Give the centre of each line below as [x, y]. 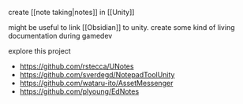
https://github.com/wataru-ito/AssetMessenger [96, 83]
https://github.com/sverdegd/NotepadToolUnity [97, 74]
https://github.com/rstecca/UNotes [77, 66]
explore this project [39, 51]
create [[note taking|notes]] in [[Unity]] [71, 12]
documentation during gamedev [60, 36]
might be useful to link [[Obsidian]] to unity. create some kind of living [121, 27]
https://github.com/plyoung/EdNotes [79, 91]
